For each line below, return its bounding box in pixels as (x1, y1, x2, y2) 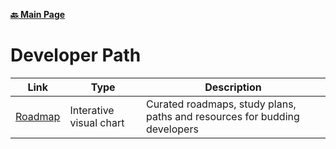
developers (145, 122, 199, 136)
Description (204, 80, 262, 94)
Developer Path (10, 44, 142, 67)
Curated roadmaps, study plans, (145, 97, 297, 111)
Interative (69, 103, 115, 117)
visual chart (69, 115, 125, 129)
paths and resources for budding (145, 109, 300, 123)
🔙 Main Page (10, 9, 66, 20)
